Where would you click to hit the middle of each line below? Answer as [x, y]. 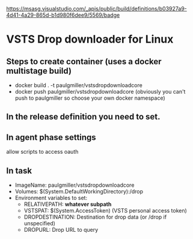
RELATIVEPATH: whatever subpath [68, 204]
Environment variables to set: [51, 198]
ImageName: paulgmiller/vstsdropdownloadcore [75, 185]
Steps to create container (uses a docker [84, 62]
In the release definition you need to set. [83, 117]
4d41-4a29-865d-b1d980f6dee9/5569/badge [63, 15]
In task [19, 171]
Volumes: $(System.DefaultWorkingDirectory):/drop [79, 192]
